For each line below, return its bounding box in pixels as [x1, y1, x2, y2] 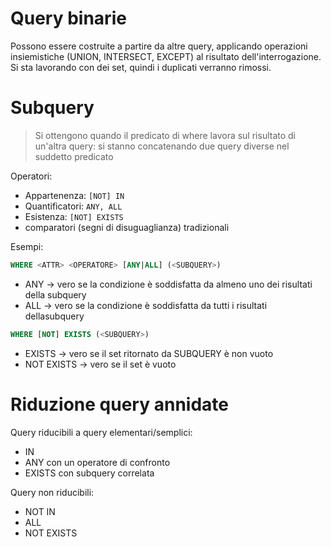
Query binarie [10, 7, 127, 30]
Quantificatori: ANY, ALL [24, 200, 123, 212]
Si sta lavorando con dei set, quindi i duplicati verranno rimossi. [10, 61, 272, 73]
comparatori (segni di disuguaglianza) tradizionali [24, 221, 230, 233]
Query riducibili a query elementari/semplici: [10, 426, 193, 438]
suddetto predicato [34, 150, 114, 162]
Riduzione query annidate [10, 393, 229, 416]
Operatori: [10, 170, 53, 182]
